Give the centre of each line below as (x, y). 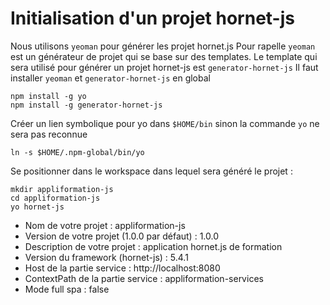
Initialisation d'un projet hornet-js (152, 18)
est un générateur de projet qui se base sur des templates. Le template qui (164, 56)
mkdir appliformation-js (62, 189)
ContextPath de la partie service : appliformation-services (144, 278)
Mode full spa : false (67, 289)
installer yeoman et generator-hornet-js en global (110, 78)
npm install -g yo (48, 96)
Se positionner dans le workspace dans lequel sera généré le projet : (151, 171)
